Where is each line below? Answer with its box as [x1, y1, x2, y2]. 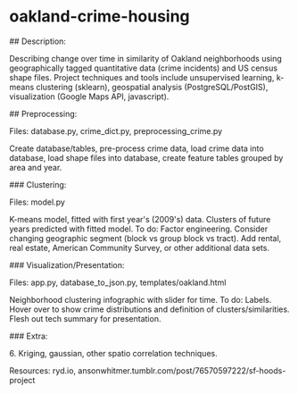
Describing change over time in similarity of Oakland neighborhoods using [9, 53, 283, 63]
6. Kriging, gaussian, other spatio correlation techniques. [9, 348, 218, 358]
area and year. [9, 162, 62, 172]
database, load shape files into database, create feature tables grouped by [9, 152, 284, 163]
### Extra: [9, 331, 48, 341]
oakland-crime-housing [9, 6, 190, 27]
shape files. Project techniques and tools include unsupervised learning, [9, 71, 275, 82]
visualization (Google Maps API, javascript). [9, 91, 170, 102]
